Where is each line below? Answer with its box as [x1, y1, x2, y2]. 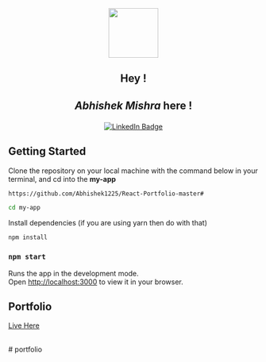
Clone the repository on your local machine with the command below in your [8, 166, 258, 175]
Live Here [8, 321, 40, 330]
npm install [8, 233, 48, 241]
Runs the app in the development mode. [8, 268, 139, 278]
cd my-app [8, 204, 41, 212]
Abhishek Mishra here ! [74, 98, 193, 112]
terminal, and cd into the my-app [8, 174, 117, 183]
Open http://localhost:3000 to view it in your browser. [8, 277, 184, 287]
